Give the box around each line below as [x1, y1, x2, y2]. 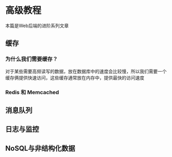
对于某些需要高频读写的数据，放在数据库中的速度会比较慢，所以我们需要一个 [5, 68, 167, 74]
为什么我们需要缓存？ [5, 56, 58, 63]
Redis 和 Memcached [5, 88, 59, 96]
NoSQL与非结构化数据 [5, 144, 75, 152]
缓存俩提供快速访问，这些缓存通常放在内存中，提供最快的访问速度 [5, 75, 144, 81]
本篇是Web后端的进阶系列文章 [5, 23, 69, 29]
